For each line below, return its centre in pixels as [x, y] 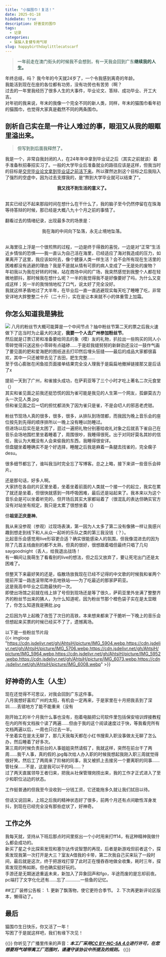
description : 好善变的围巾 [31, 24]
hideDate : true [21, 19]
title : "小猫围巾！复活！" [30, 10]
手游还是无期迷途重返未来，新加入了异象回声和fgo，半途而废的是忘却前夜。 [82, 873]
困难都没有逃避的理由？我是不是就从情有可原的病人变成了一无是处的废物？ [81, 265]
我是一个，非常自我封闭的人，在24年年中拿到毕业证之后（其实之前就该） [79, 159]
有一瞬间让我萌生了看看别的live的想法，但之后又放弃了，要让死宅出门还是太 [82, 557]
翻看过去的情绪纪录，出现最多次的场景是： [48, 221]
